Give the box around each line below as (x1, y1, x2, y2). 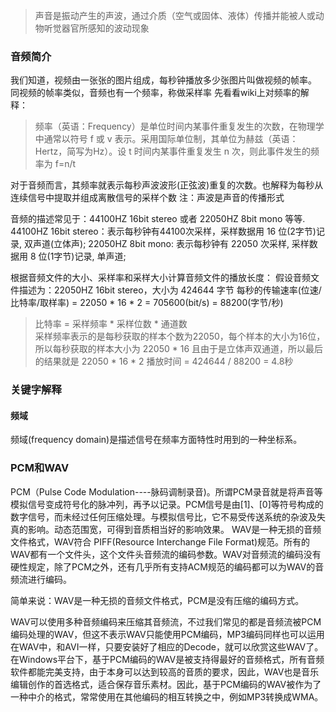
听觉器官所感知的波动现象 (43, 22, 150, 34)
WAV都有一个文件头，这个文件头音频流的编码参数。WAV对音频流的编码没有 (10, 548, 322, 560)
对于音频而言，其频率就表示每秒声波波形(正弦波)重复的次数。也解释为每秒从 (10, 179, 324, 191)
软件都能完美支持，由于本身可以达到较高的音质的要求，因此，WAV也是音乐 (10, 665, 320, 678)
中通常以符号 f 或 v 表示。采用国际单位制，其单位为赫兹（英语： (34, 133, 299, 145)
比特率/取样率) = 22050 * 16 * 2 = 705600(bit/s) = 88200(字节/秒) (10, 297, 284, 309)
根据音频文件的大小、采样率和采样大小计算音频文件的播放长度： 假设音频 (10, 272, 311, 284)
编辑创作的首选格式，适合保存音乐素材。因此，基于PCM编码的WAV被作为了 (10, 678, 322, 690)
